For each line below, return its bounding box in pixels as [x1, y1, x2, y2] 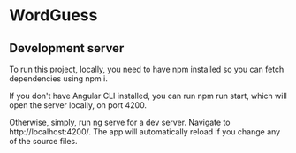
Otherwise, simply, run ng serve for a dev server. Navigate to [9, 117, 231, 127]
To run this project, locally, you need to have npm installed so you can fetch [9, 64, 285, 74]
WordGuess [9, 5, 98, 26]
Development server [9, 41, 125, 56]
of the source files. [9, 136, 78, 146]
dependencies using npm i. [9, 73, 108, 84]
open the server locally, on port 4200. [9, 100, 148, 111]
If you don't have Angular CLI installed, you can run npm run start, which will [9, 90, 287, 101]
